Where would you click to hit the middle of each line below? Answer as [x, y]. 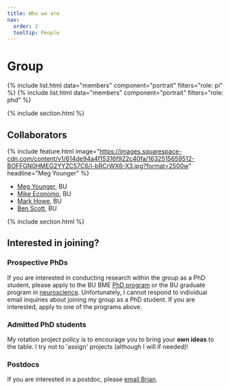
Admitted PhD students [47, 324]
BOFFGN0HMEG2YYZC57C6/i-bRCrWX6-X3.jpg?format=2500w [98, 166]
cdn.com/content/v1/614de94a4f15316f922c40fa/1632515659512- [101, 159]
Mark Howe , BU [39, 201]
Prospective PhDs [38, 263]
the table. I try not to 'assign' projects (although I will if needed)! [98, 346]
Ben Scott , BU [37, 208]
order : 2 [26, 26]
